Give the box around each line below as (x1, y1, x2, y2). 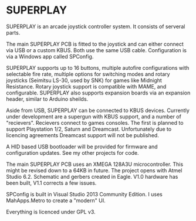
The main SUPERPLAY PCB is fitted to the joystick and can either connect (6, 40, 184, 47)
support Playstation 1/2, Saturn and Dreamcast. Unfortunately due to (6, 125, 172, 132)
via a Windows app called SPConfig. (6, 53, 94, 60)
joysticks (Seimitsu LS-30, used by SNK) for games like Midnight (6, 77, 163, 84)
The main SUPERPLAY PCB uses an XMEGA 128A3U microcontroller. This (6, 161, 184, 168)
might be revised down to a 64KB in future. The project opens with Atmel (6, 166, 183, 174)
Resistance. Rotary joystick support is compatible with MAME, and (6, 83, 167, 90)
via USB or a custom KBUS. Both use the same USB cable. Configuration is (6, 46, 187, 53)
